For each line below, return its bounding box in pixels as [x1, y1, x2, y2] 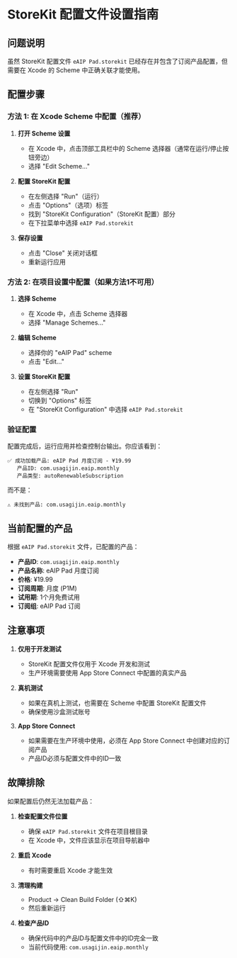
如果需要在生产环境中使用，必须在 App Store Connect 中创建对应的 [28, 736, 224, 745]
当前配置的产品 [7, 522, 73, 534]
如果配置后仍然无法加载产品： [7, 796, 94, 805]
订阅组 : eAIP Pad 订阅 [17, 602, 81, 610]
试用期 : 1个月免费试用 [17, 593, 80, 602]
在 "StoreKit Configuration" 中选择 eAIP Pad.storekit [28, 405, 183, 413]
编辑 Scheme [17, 333, 57, 342]
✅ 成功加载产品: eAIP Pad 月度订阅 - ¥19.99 [7, 458, 132, 465]
